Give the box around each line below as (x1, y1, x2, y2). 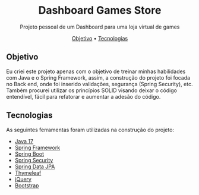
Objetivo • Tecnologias (71, 34, 128, 42)
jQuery (14, 175, 31, 183)
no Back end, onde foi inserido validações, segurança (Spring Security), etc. (6, 80, 193, 87)
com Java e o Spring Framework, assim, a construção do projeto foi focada (6, 74, 191, 81)
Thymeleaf (14, 169, 42, 176)
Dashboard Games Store (38, 4, 162, 17)
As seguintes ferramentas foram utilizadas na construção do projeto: (6, 126, 174, 133)
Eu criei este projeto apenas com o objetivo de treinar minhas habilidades (6, 68, 186, 75)
